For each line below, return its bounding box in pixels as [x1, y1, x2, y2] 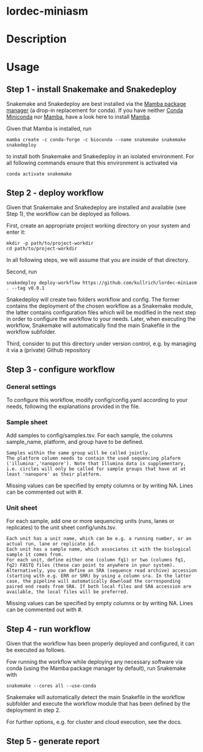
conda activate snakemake [6, 171, 72, 177]
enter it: [6, 228, 26, 236]
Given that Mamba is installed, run [6, 125, 92, 132]
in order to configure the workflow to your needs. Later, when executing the [6, 315, 196, 323]
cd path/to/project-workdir [6, 245, 78, 252]
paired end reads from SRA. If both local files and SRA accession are [6, 583, 191, 590]
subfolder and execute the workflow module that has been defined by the [6, 700, 190, 708]
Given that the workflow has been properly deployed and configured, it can [6, 640, 194, 647]
